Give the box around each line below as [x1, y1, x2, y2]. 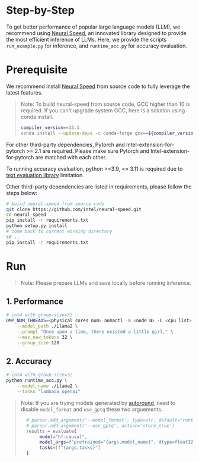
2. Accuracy [6, 356, 52, 366]
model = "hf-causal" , [39, 433, 88, 440]
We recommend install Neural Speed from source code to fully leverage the [6, 83, 191, 90]
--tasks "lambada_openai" [17, 389, 81, 395]
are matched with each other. [35, 153, 107, 161]
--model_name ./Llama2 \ [17, 383, 78, 389]
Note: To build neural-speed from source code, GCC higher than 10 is [20, 100, 191, 108]
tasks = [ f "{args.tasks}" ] [39, 445, 101, 451]
